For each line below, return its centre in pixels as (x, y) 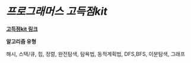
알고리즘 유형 (21, 41)
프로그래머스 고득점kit (57, 11)
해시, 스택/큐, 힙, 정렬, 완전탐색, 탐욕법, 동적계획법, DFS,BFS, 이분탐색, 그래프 (96, 54)
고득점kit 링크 (22, 29)
